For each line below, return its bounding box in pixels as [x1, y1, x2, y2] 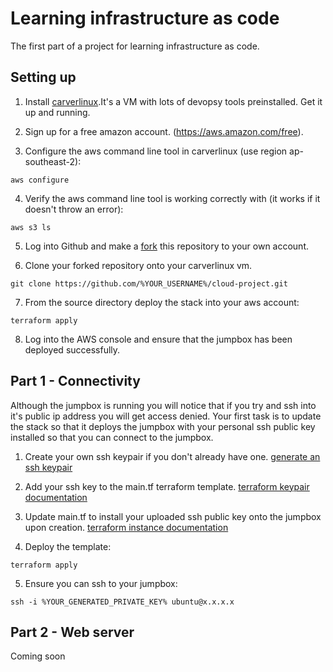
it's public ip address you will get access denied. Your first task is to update [10, 410, 322, 422]
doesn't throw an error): [24, 203, 124, 215]
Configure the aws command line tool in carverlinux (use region [24, 145, 288, 157]
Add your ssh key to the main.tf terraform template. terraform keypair [24, 480, 310, 492]
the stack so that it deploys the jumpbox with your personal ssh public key [10, 420, 316, 432]
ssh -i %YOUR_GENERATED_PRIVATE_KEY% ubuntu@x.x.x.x [10, 597, 235, 607]
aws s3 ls [10, 222, 52, 232]
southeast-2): [24, 155, 82, 167]
